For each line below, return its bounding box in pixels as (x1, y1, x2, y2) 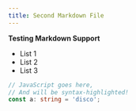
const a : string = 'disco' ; (8, 96, 101, 104)
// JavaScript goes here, (8, 81, 93, 89)
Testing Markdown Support (8, 33, 100, 43)
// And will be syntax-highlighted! (8, 88, 129, 96)
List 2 (19, 57, 38, 67)
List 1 (19, 48, 37, 58)
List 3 (19, 65, 38, 75)
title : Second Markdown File (8, 11, 104, 20)
